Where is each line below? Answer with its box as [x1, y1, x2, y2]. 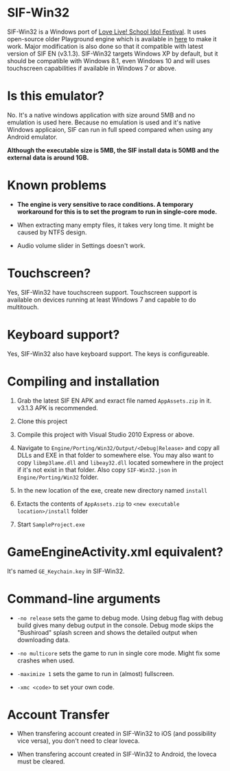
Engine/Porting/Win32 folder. [16, 473, 99, 481]
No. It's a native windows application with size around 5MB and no [7, 111, 196, 119]
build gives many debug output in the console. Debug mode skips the [16, 621, 214, 629]
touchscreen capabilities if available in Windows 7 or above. [7, 64, 177, 72]
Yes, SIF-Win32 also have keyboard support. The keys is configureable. [7, 349, 209, 358]
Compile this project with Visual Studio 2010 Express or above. [16, 430, 194, 438]
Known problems [7, 177, 106, 193]
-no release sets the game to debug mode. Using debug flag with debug [16, 614, 223, 622]
